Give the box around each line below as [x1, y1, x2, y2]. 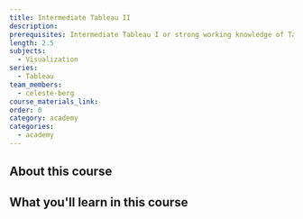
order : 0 [9, 105, 42, 114]
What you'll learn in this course [9, 195, 188, 210]
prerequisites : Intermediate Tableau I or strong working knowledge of [9, 30, 284, 39]
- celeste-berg [17, 88, 75, 97]
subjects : [9, 47, 47, 56]
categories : [9, 123, 54, 132]
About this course [9, 164, 113, 179]
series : [9, 64, 39, 73]
